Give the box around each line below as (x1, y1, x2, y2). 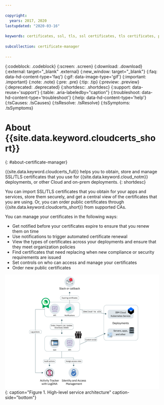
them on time (12, 228, 39, 234)
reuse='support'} (5, 89, 40, 95)
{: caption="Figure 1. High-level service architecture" (5, 389, 111, 395)
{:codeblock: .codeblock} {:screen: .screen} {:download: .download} (5, 63, 143, 69)
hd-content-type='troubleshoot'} (5, 95, 72, 100)
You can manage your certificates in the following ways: (5, 214, 118, 219)
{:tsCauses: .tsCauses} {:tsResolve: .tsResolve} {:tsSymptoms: (5, 99, 130, 105)
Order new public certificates (12, 264, 71, 270)
